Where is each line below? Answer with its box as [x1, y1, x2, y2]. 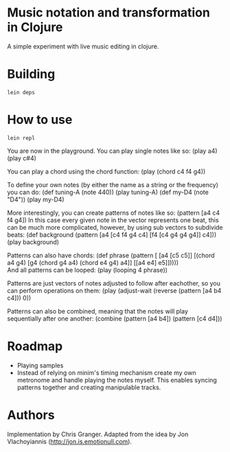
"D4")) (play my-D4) [7, 195, 65, 204]
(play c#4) [7, 153, 36, 162]
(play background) [7, 237, 60, 246]
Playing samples [16, 361, 64, 369]
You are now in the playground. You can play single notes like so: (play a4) [7, 147, 218, 155]
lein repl [7, 134, 36, 142]
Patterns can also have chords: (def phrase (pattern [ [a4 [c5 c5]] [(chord [7, 251, 215, 259]
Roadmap [7, 338, 63, 354]
